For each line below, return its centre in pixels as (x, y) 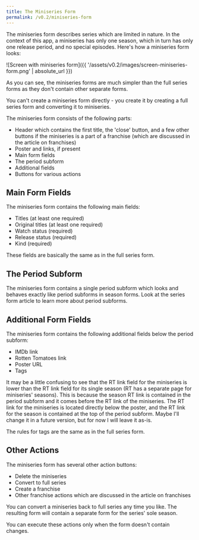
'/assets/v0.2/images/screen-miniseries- (138, 65)
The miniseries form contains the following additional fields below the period (100, 334)
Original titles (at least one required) (59, 225)
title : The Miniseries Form (41, 12)
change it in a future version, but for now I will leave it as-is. (79, 420)
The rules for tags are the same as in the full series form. (75, 431)
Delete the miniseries (41, 476)
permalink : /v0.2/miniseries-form (49, 17)
